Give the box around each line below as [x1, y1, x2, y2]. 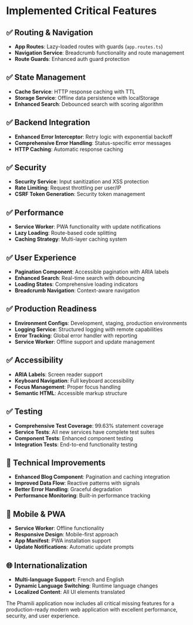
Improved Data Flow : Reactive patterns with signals [14, 479, 140, 487]
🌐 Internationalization [6, 560, 88, 570]
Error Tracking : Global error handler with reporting [14, 332, 138, 339]
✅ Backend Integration [6, 117, 90, 127]
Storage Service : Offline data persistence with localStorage [14, 94, 160, 101]
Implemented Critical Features [6, 4, 157, 18]
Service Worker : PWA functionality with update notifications [14, 223, 161, 230]
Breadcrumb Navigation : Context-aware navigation [14, 287, 140, 294]
